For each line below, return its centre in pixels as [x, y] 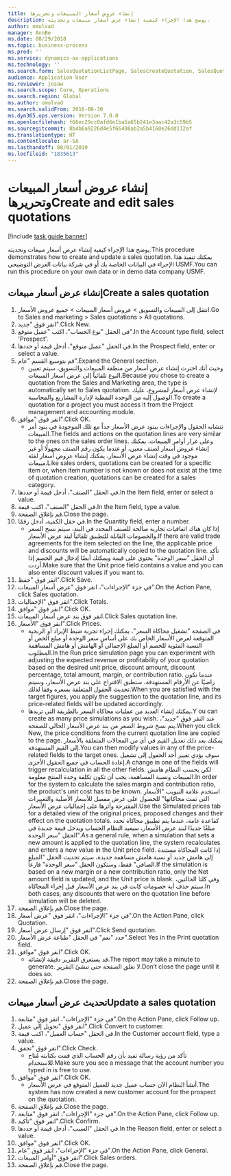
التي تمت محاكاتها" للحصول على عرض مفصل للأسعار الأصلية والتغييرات [119, 798]
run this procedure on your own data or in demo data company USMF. [107, 271]
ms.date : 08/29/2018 [37, 39]
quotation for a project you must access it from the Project [110, 404]
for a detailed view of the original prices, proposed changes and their [125, 813]
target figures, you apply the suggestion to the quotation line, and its [124, 696]
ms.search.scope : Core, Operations [59, 90]
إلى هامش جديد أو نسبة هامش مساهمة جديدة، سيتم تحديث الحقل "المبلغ [120, 857]
